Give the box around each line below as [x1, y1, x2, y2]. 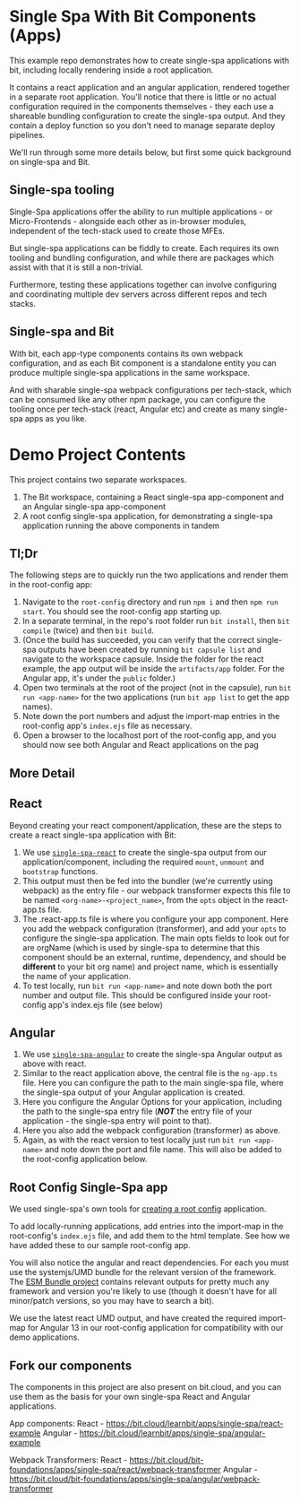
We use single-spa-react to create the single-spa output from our [21, 847, 267, 857]
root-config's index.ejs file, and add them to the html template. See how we [9, 1230, 291, 1241]
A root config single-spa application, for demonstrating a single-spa [21, 510, 273, 521]
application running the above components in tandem [21, 520, 220, 531]
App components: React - [9, 1418, 105, 1428]
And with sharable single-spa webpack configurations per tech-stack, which [9, 384, 292, 395]
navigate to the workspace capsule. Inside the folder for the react [21, 654, 264, 664]
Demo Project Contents [9, 444, 186, 464]
